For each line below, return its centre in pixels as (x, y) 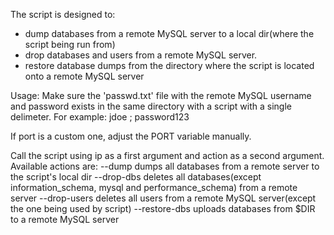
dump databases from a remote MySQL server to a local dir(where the (169, 33)
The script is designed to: (63, 14)
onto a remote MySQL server (84, 76)
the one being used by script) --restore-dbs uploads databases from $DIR (163, 208)
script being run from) (70, 44)
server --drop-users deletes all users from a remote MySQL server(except (163, 198)
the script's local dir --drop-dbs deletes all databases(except (136, 177)
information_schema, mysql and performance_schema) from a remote (154, 187)
